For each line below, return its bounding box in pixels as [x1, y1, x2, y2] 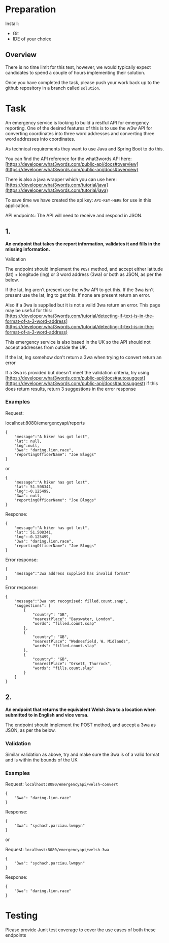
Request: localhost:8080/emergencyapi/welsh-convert [5, 781, 118, 787]
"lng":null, [14, 443, 40, 448]
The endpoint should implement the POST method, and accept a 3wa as [5, 722, 156, 728]
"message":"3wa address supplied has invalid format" [14, 571, 130, 576]
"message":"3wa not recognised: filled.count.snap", [14, 598, 128, 604]
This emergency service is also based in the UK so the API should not [5, 339, 151, 345]
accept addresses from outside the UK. [5, 344, 87, 350]
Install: [5, 20, 19, 27]
